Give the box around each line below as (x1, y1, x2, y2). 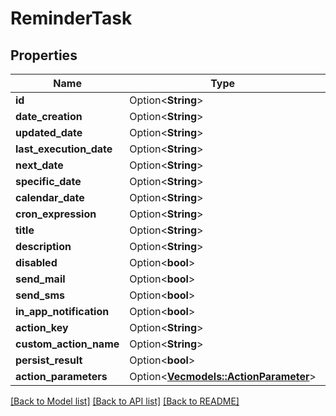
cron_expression (15, 207, 97, 221)
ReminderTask (10, 7, 133, 30)
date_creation (15, 110, 83, 123)
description (15, 240, 72, 253)
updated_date (15, 126, 83, 139)
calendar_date (15, 191, 85, 204)
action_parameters (15, 370, 108, 383)
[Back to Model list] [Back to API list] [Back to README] (10, 395, 240, 407)
